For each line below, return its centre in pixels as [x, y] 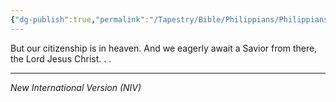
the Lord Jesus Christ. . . [61, 58]
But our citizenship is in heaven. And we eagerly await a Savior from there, [164, 48]
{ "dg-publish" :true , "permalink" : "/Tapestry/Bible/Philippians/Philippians [169, 19]
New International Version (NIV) [76, 87]
